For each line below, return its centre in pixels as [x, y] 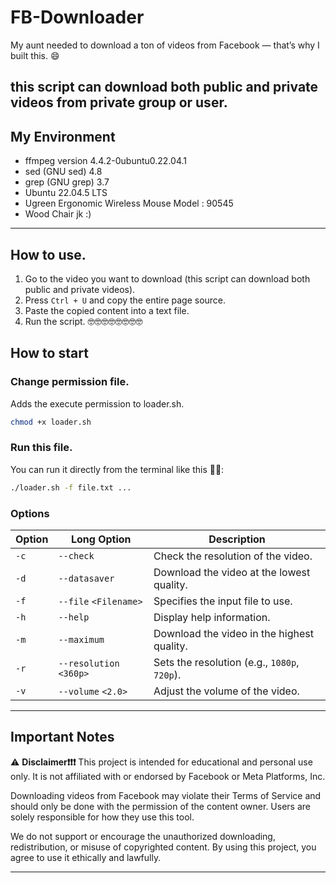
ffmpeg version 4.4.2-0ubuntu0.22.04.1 [106, 161]
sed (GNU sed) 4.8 [63, 172]
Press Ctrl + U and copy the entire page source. [125, 300]
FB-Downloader [77, 17]
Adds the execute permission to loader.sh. [97, 403]
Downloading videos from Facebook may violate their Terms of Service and [166, 795]
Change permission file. [70, 382]
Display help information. [212, 617]
